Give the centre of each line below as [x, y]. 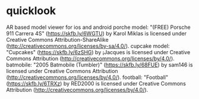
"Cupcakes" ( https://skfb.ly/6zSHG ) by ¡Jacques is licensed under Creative [98, 52]
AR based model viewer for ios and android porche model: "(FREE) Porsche [99, 27]
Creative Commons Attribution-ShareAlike [57, 39]
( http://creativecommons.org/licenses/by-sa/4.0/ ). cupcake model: [88, 46]
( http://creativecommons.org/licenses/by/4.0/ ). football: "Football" [87, 77]
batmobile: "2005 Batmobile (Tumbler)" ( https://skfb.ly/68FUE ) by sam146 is [99, 65]
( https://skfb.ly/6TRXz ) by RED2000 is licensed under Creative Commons [96, 83]
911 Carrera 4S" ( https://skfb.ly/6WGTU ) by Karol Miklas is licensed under [97, 33]
